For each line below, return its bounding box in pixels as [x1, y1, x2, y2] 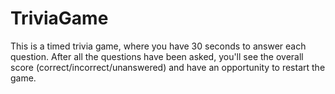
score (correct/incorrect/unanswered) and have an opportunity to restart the [10, 61, 326, 73]
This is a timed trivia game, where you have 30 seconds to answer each [10, 40, 307, 52]
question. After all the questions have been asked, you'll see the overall [10, 50, 304, 62]
